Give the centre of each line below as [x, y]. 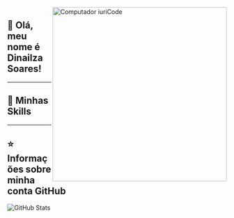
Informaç [28, 158]
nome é [24, 47]
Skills [19, 112]
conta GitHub [37, 191]
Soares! [24, 69]
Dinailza [25, 58]
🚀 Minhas [28, 101]
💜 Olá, [20, 25]
